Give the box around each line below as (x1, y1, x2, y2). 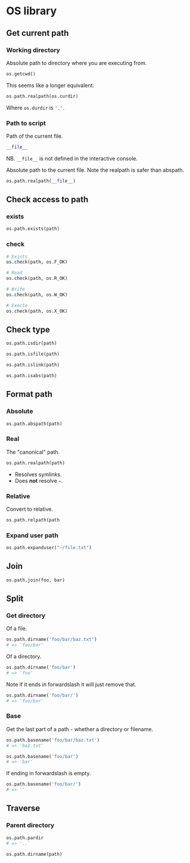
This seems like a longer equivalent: (6, 82, 94, 89)
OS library (6, 4, 57, 18)
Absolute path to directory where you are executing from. (6, 59, 147, 66)
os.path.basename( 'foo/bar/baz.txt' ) (6, 737, 100, 743)
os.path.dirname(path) (6, 851, 63, 857)
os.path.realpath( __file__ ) (6, 178, 76, 184)
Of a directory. (6, 653, 42, 660)
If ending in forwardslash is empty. (6, 770, 91, 777)
